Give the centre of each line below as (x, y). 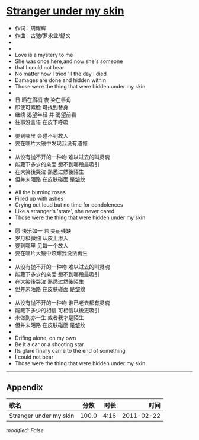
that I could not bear (39, 67)
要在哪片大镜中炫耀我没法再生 (51, 253)
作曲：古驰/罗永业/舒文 (43, 35)
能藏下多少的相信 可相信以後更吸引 (57, 310)
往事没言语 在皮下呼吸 (41, 122)
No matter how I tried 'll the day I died (61, 74)
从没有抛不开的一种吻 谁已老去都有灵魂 (62, 303)
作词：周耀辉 (30, 28)
